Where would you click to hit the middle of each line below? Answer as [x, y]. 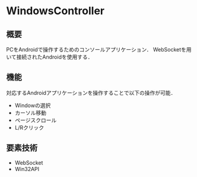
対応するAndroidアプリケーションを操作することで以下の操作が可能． [91, 92]
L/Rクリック [29, 127]
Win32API [27, 169]
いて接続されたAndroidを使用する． [50, 57]
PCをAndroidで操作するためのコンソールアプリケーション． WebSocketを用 [99, 49]
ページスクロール [36, 120]
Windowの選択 [33, 105]
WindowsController [55, 11]
